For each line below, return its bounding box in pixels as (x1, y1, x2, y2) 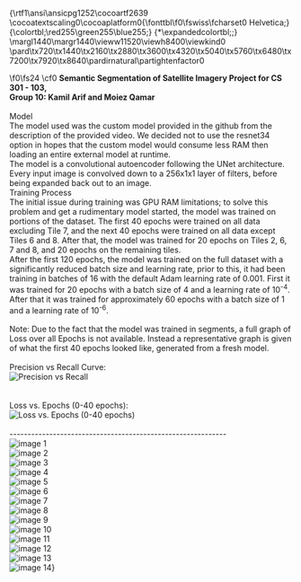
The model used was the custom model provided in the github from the (9, 120, 272, 131)
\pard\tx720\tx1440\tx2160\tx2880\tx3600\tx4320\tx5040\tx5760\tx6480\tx (9, 46, 292, 57)
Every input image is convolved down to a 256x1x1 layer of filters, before (9, 168, 278, 179)
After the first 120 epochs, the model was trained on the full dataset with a (9, 254, 284, 264)
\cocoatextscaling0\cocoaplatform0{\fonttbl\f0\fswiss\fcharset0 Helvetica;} (9, 17, 290, 28)
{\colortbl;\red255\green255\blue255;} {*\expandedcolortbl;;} (9, 27, 238, 37)
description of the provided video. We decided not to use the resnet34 (9, 130, 270, 140)
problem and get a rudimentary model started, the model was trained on (9, 207, 277, 216)
